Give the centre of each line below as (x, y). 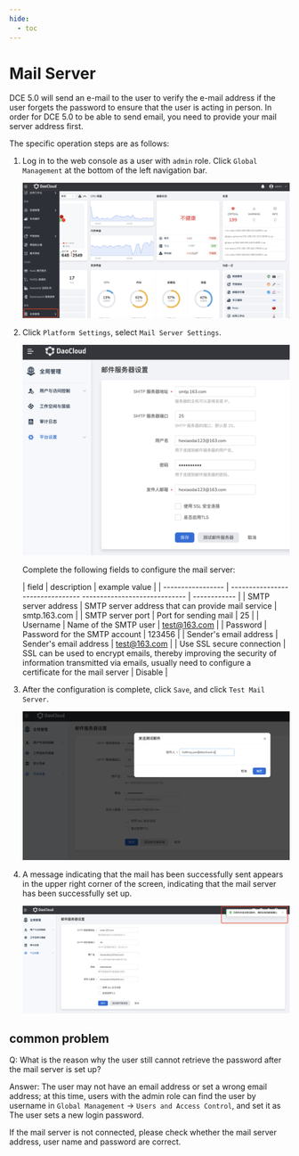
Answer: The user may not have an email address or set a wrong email (138, 1086)
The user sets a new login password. (77, 1115)
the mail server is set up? (55, 1070)
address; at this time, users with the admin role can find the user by (133, 1096)
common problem (59, 1038)
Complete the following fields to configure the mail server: (129, 570)
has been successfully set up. (77, 893)
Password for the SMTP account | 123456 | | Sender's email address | (150, 634)
